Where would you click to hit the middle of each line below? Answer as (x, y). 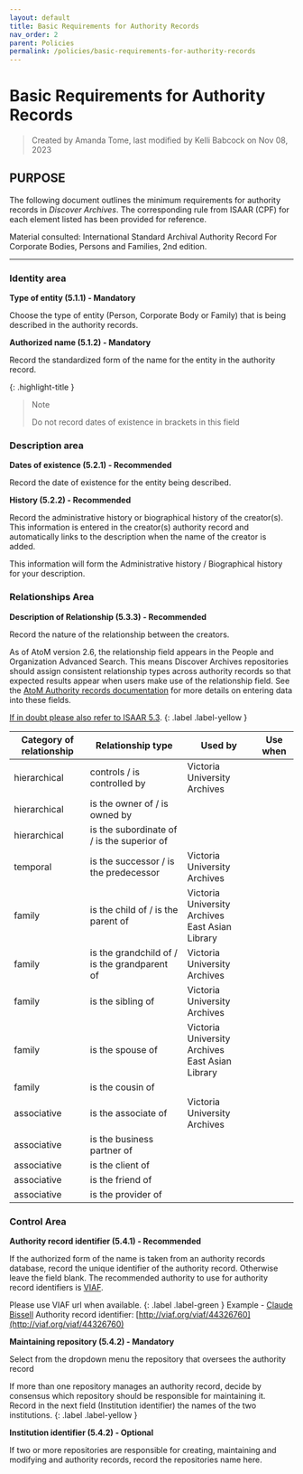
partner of (111, 1150)
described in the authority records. (74, 325)
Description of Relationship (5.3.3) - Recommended (108, 616)
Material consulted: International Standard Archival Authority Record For (143, 237)
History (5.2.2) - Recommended (70, 500)
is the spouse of (124, 1049)
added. (23, 547)
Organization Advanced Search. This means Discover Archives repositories (149, 662)
